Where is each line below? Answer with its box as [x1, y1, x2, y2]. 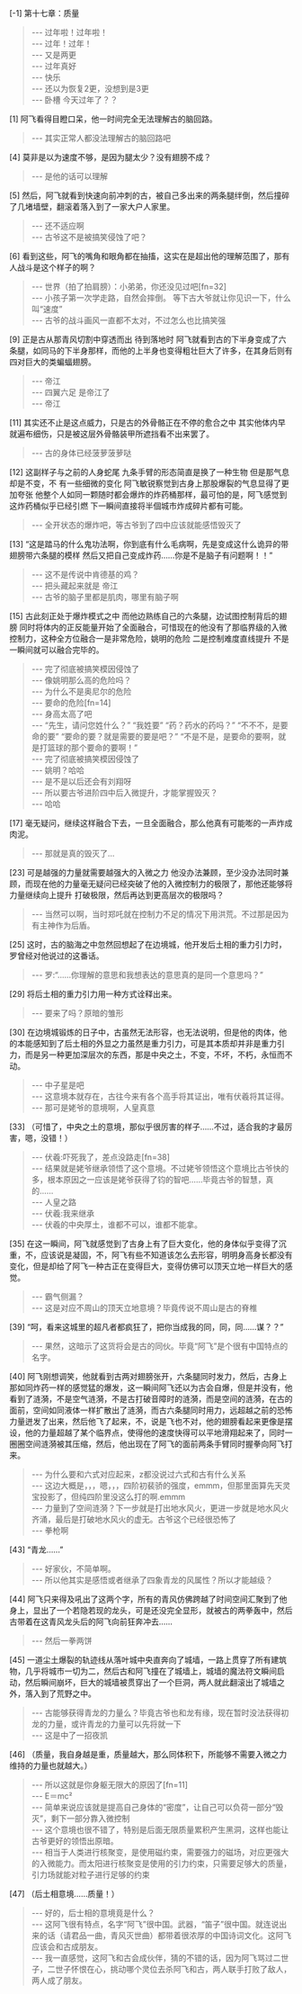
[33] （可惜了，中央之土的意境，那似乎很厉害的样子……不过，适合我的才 [9, 1121, 277, 1132]
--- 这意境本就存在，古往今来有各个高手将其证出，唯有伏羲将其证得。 [31, 1091, 289, 1101]
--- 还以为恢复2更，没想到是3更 [31, 84, 150, 94]
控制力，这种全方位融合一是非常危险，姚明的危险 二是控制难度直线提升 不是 [9, 633, 289, 643]
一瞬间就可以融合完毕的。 [9, 644, 104, 655]
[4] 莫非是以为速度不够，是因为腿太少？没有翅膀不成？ [9, 152, 212, 162]
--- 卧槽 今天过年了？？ [31, 94, 119, 105]
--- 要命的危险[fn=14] [31, 697, 111, 708]
